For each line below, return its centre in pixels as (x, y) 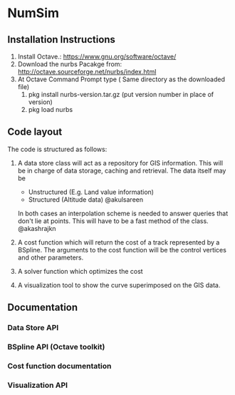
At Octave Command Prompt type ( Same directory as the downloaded (121, 79)
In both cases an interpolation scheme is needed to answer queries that (123, 213)
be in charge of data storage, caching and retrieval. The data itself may (122, 170)
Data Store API (33, 328)
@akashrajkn (37, 228)
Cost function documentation (59, 366)
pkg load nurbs (51, 109)
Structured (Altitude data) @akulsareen (86, 199)
